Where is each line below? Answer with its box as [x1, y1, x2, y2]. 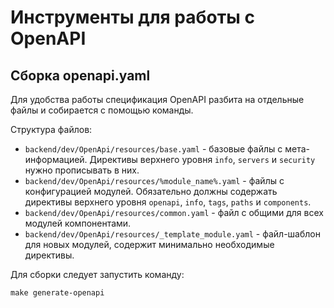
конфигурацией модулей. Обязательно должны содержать [24, 186, 278, 197]
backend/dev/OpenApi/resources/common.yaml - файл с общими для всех [24, 207, 324, 218]
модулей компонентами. [24, 217, 132, 229]
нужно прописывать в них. [24, 164, 140, 176]
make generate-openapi [10, 288, 105, 298]
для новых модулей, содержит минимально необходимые [24, 239, 275, 250]
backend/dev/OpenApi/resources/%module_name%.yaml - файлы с [24, 175, 285, 186]
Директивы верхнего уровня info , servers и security [89, 154, 316, 165]
